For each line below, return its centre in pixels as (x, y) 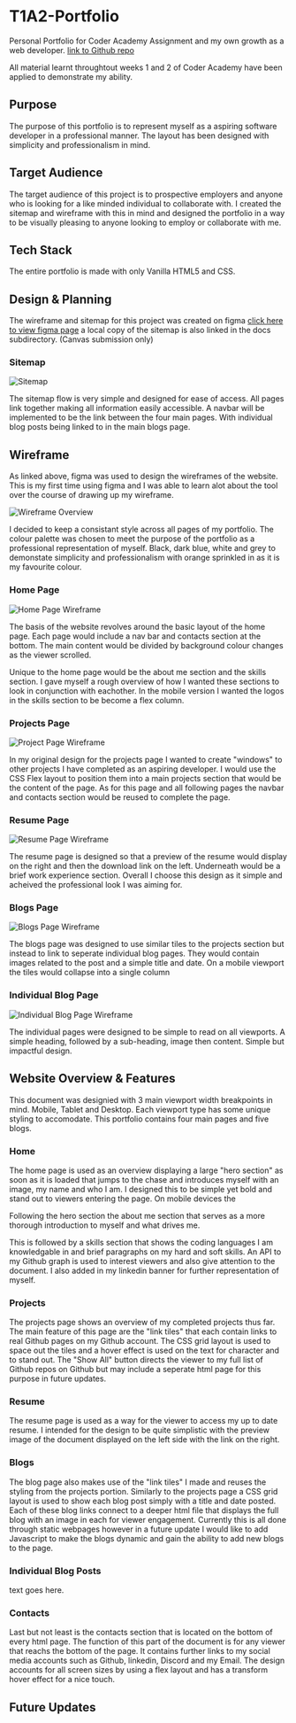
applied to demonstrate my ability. (71, 76)
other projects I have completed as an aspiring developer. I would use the (143, 769)
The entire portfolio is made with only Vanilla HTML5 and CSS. (122, 271)
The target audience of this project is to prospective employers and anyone (146, 194)
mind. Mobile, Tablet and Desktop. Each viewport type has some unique (140, 1109)
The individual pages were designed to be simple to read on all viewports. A (147, 1032)
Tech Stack (41, 250)
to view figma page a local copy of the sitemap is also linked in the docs (140, 330)
